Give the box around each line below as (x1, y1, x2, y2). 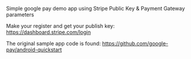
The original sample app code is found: (6, 40, 101, 47)
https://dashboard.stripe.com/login (6, 29, 91, 36)
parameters (6, 11, 34, 18)
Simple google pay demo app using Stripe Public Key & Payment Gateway (6, 5, 185, 12)
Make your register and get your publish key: (6, 23, 115, 29)
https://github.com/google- (102, 40, 169, 47)
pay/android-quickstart (6, 46, 62, 53)
